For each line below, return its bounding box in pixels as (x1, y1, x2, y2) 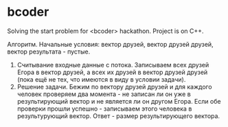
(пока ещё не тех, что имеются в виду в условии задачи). (16, 75, 186, 83)
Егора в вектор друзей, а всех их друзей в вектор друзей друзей (16, 68, 208, 76)
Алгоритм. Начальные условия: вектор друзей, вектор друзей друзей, (7, 40, 214, 48)
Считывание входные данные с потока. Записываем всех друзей (16, 60, 209, 69)
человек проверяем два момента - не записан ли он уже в (16, 90, 191, 98)
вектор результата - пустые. (7, 47, 91, 56)
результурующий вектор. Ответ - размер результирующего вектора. (16, 111, 220, 120)
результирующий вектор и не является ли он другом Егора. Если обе (16, 97, 221, 105)
